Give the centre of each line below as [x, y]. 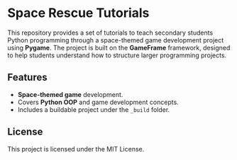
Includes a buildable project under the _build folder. [94, 109]
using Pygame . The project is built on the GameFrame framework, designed [119, 47]
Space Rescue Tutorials [78, 13]
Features [27, 78]
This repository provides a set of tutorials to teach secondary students [110, 33]
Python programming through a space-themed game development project [116, 40]
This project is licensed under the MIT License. [76, 149]
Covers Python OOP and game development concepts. [98, 102]
